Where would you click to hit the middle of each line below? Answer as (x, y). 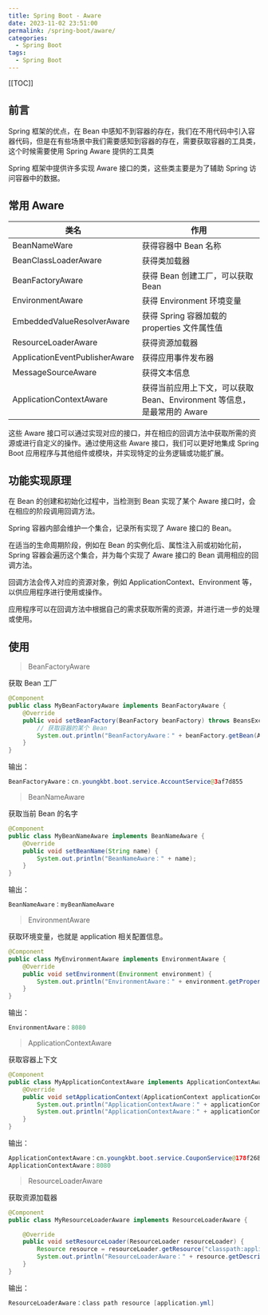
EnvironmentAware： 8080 (47, 1028)
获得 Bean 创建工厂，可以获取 (198, 275)
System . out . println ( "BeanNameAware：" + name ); (117, 858)
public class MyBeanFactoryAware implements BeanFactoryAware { (117, 705)
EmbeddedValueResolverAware (71, 321)
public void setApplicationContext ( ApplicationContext (116, 1097)
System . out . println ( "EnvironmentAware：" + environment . (133, 981)
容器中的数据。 (39, 178)
